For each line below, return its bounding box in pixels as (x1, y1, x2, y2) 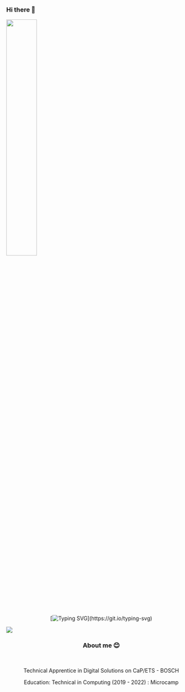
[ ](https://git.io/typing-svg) (50, 615, 152, 622)
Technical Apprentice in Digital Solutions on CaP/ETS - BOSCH (23, 667, 180, 674)
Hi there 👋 (6, 5, 36, 14)
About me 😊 (82, 641, 121, 650)
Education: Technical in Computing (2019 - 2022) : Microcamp (24, 678, 179, 686)
